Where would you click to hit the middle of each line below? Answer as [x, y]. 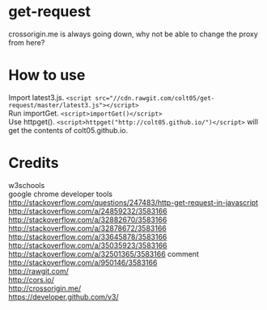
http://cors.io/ [32, 279]
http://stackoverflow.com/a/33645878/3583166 [88, 237]
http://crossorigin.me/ [45, 288]
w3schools [27, 185]
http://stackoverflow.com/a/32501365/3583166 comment [104, 253]
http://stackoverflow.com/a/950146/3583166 [83, 262]
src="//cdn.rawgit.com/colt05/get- [155, 98]
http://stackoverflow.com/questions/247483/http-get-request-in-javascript [133, 202]
